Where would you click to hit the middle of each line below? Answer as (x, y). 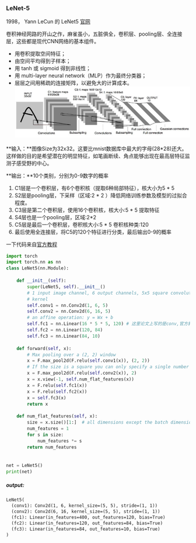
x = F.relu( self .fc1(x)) (57, 385)
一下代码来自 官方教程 (32, 244)
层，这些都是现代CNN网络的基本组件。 (53, 41)
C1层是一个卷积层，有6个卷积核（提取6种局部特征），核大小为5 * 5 (94, 188)
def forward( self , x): (44, 348)
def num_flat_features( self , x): (57, 416)
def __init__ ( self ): (41, 281)
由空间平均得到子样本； (43, 61)
